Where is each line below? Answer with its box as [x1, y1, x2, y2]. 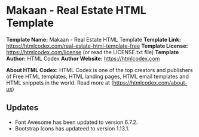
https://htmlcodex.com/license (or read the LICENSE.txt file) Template [6, 48, 179, 55]
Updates [6, 102, 39, 113]
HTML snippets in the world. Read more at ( [6, 79, 114, 86]
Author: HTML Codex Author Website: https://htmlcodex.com [6, 55, 160, 62]
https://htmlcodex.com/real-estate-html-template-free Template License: [6, 42, 188, 49]
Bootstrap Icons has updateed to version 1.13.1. [14, 124, 130, 132]
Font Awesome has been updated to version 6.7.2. [14, 119, 138, 126]
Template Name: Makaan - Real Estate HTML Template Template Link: [6, 36, 181, 43]
